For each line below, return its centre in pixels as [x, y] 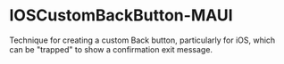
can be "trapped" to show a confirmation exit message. [111, 49]
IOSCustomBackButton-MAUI [121, 16]
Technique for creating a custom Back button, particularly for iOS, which [142, 40]
